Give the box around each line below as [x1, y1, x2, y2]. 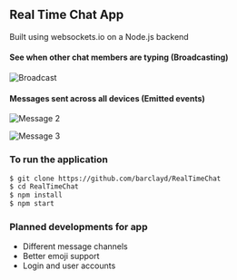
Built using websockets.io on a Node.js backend [9, 31, 189, 42]
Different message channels [22, 241, 129, 252]
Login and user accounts [22, 260, 116, 271]
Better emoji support [22, 251, 100, 262]
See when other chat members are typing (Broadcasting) [9, 52, 229, 63]
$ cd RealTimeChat [9, 182, 79, 191]
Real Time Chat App [9, 7, 124, 23]
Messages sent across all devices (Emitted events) [9, 92, 206, 103]
